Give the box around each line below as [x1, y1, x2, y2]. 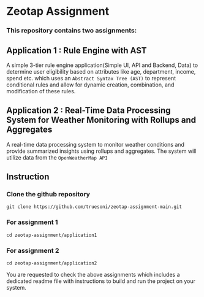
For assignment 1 [6, 218, 58, 226]
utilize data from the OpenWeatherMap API [6, 153, 108, 161]
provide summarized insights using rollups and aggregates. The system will [6, 147, 197, 155]
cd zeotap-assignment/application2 [6, 260, 97, 266]
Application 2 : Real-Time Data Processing [6, 106, 171, 116]
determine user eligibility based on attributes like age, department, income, [6, 67, 196, 75]
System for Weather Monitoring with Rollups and [6, 115, 196, 125]
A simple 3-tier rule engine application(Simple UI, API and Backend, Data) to [6, 61, 198, 69]
